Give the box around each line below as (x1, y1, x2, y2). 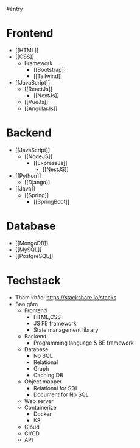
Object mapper (24, 377, 62, 385)
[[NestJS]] (42, 166, 69, 173)
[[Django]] (24, 178, 51, 186)
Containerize (24, 404, 57, 411)
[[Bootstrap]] (33, 66, 66, 73)
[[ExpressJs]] (33, 159, 68, 166)
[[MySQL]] (15, 246, 42, 253)
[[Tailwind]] (33, 72, 63, 80)
